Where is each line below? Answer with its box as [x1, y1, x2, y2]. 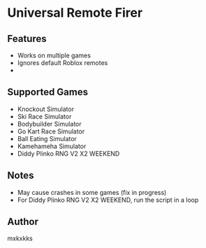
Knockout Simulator [17, 105, 75, 113]
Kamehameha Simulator [17, 142, 87, 150]
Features [7, 33, 47, 45]
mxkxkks [7, 234, 33, 242]
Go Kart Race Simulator [17, 127, 85, 136]
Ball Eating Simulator [17, 134, 77, 143]
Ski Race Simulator [17, 112, 72, 120]
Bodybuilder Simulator [17, 119, 82, 128]
